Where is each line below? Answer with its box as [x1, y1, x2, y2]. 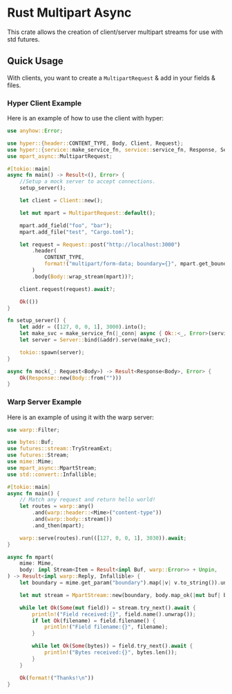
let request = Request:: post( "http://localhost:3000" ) [19, 241, 181, 248]
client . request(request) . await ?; [19, 285, 116, 292]
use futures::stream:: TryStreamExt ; [7, 445, 113, 452]
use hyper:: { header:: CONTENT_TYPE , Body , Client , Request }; [7, 140, 184, 147]
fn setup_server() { [7, 317, 67, 324]
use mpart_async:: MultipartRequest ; [7, 152, 113, 160]
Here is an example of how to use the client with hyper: [7, 114, 164, 123]
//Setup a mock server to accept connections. [19, 178, 156, 185]
